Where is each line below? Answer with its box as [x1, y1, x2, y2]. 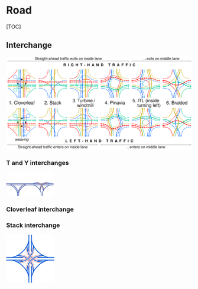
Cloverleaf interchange [6, 205, 74, 213]
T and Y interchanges [6, 158, 69, 167]
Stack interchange [6, 221, 60, 229]
